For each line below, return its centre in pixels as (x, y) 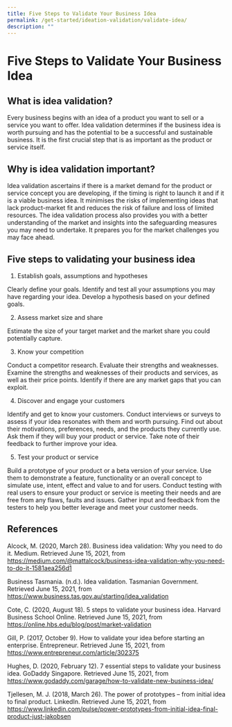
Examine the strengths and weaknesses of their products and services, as (113, 373)
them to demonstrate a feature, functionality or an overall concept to (105, 478)
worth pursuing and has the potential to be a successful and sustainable (110, 132)
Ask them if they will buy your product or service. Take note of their (103, 436)
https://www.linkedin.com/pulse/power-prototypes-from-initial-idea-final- (113, 709)
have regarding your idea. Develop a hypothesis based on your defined (108, 297)
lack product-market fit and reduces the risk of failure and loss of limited (110, 208)
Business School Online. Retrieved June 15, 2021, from (85, 617)
